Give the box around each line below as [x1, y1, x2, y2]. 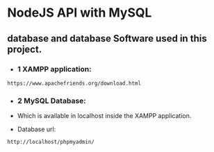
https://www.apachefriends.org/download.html [7, 80, 141, 87]
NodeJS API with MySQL [7, 5, 152, 21]
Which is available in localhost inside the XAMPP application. [17, 112, 192, 120]
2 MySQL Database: [17, 96, 87, 105]
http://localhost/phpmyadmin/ [7, 139, 95, 146]
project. [7, 43, 42, 55]
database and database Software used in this [7, 33, 207, 44]
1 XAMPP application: [17, 64, 92, 74]
